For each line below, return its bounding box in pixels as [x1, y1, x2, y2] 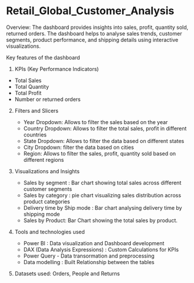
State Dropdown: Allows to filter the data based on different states [23, 137, 185, 144]
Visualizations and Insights [14, 167, 80, 175]
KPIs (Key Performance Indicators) [14, 65, 99, 72]
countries [23, 131, 47, 138]
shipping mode [23, 210, 60, 217]
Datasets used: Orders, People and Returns [14, 270, 120, 277]
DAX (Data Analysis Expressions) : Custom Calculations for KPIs [23, 246, 179, 253]
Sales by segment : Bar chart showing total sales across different [23, 179, 182, 186]
